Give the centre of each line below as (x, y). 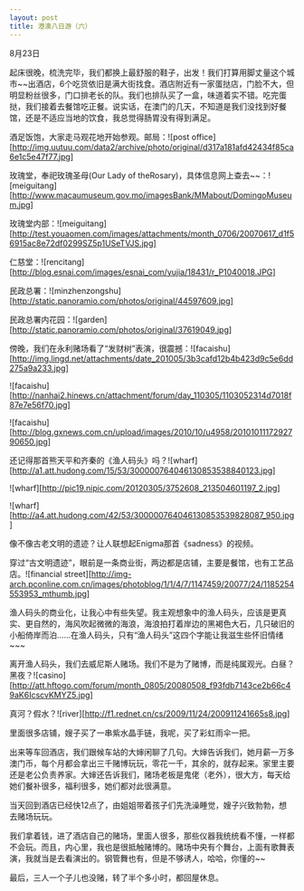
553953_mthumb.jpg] (50, 593)
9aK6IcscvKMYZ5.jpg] (51, 695)
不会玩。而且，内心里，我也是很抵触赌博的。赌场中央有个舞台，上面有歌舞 (148, 847)
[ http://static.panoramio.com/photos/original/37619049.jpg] (121, 329)
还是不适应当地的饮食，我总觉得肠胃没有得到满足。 (120, 118)
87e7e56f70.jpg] (40, 404)
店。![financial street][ (51, 573)
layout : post (34, 18)
